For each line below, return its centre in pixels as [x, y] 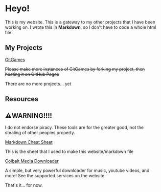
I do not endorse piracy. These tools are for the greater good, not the [74, 127]
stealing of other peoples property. [40, 132]
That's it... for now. [24, 185]
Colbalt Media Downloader [32, 161]
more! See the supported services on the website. [56, 175]
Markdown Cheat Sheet [29, 142]
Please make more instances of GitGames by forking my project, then [75, 69]
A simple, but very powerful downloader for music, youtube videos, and [77, 170]
